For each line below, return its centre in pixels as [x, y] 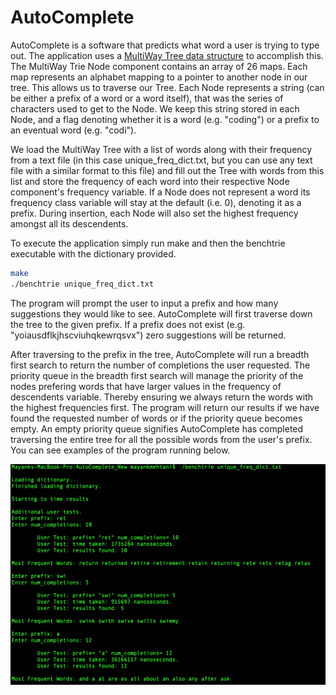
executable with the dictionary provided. [93, 253]
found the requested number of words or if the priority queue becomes [156, 418]
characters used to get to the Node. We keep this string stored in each [155, 108]
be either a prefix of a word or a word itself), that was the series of [147, 98]
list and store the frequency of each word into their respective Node [150, 181]
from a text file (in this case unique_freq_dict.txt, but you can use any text [161, 160]
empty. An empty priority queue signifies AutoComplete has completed [157, 428]
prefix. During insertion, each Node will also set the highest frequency [154, 213]
